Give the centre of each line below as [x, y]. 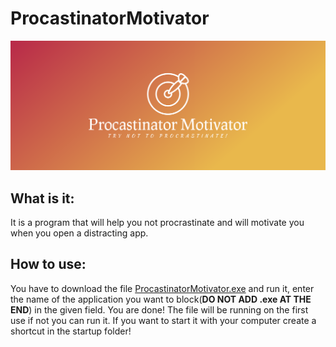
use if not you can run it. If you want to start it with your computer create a [163, 320]
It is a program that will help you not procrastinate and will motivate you [157, 222]
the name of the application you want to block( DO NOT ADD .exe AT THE [161, 299]
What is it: [42, 198]
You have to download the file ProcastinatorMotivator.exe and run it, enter [162, 288]
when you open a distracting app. [79, 233]
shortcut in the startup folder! [71, 331]
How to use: [48, 264]
